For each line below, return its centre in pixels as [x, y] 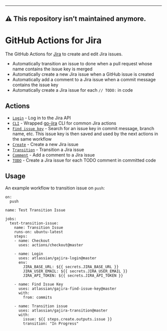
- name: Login [29, 254]
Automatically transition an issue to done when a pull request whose [82, 64]
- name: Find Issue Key [39, 284]
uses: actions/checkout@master [51, 245]
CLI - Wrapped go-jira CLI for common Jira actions [64, 123]
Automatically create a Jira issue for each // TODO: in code [73, 90]
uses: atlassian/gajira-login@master [57, 258]
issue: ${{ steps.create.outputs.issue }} [68, 319]
